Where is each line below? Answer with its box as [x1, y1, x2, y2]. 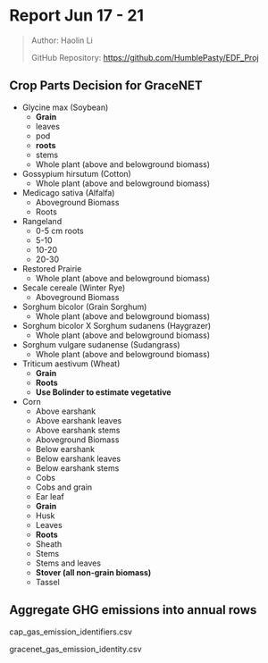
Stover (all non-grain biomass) [35, 566, 152, 577]
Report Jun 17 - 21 [9, 5, 145, 26]
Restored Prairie [21, 263, 82, 273]
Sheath [35, 538, 63, 550]
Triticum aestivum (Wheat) [21, 358, 121, 369]
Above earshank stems [35, 424, 121, 435]
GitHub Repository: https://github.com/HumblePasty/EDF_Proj [30, 52, 259, 63]
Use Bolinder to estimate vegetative [35, 386, 172, 398]
